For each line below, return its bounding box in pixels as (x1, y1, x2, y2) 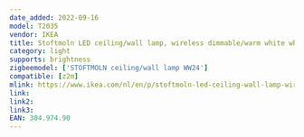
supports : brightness (9, 55, 91, 64)
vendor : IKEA (9, 30, 59, 39)
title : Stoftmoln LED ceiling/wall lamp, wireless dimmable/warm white (9, 38, 285, 48)
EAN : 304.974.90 (9, 114, 71, 123)
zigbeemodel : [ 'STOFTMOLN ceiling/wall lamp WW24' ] (9, 64, 208, 73)
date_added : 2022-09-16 (9, 13, 100, 23)
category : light (9, 47, 71, 56)
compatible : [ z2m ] (9, 72, 79, 81)
